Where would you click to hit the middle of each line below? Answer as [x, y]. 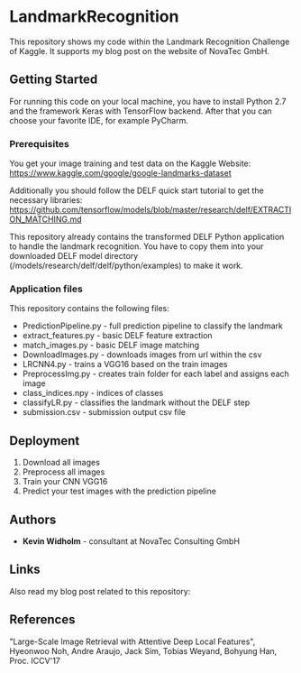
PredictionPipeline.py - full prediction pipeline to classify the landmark [153, 326]
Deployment [45, 441]
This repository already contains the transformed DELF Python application [147, 237]
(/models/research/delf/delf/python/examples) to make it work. [126, 266]
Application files [46, 289]
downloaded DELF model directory [74, 256]
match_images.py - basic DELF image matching [111, 346]
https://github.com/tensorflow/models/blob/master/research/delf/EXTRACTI [150, 210]
